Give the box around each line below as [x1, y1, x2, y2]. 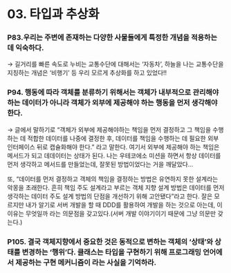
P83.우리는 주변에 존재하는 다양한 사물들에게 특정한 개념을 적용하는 [7, 32, 218, 42]
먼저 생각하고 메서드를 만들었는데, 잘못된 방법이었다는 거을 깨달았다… [7, 160, 194, 168]
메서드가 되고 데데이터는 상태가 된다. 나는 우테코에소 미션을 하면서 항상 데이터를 [7, 151, 221, 160]
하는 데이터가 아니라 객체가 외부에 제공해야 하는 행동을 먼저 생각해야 [7, 98, 218, 108]
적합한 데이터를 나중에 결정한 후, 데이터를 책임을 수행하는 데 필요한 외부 [27, 134, 219, 142]
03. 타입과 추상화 [7, 6, 100, 22]
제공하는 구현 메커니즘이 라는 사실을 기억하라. [15, 257, 157, 267]
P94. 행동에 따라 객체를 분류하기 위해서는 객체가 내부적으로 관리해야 [7, 88, 219, 97]
